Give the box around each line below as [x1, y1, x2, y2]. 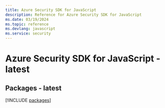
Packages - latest [5, 84, 62, 92]
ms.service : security [5, 31, 51, 36]
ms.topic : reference [5, 21, 49, 27]
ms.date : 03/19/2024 [5, 17, 49, 22]
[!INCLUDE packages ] [5, 97, 51, 103]
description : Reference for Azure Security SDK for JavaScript [5, 12, 142, 17]
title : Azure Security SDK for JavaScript [5, 7, 96, 13]
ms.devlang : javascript [5, 26, 56, 31]
